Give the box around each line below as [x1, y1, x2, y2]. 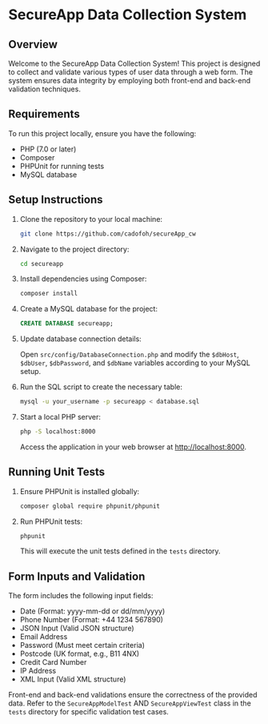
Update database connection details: [19, 334, 142, 344]
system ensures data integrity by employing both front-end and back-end [8, 76, 250, 85]
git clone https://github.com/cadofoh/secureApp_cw [19, 230, 196, 238]
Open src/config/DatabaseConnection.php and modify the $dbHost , [19, 350, 240, 360]
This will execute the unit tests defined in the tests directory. [19, 546, 222, 556]
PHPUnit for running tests [19, 161, 105, 171]
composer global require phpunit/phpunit [19, 502, 160, 510]
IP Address [19, 666, 57, 676]
